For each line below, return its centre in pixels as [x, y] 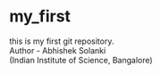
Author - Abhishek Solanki [58, 50]
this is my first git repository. [62, 41]
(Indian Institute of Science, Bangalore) [81, 60]
